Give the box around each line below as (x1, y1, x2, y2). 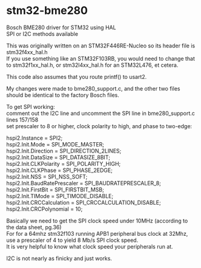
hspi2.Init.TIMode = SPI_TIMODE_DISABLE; (6, 192, 114, 199)
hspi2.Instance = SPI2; (6, 134, 63, 142)
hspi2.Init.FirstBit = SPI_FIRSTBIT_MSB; (6, 186, 104, 193)
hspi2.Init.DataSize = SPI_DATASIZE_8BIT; (6, 153, 111, 161)
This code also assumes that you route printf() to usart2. (6, 73, 147, 80)
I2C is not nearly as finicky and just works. (6, 255, 112, 262)
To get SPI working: (6, 103, 56, 110)
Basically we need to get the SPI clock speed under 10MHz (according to (6, 217, 188, 224)
